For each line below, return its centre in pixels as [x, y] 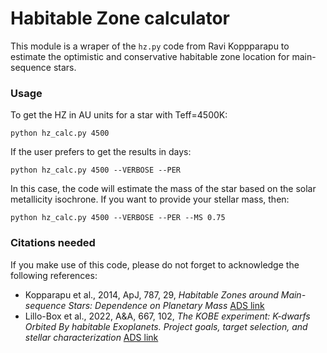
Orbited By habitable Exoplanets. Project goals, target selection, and [166, 326]
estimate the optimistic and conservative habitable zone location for [150, 56]
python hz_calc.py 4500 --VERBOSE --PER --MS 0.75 [118, 218]
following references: [54, 275]
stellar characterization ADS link [91, 337]
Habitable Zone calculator [120, 18]
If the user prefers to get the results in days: [101, 152]
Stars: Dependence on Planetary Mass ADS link [166, 305]
